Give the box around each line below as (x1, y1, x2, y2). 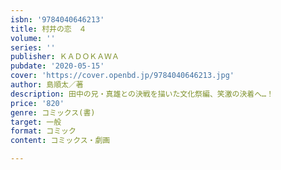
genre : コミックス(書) (10, 107, 96, 118)
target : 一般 (10, 117, 62, 127)
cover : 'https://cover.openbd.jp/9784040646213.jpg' (10, 71, 235, 81)
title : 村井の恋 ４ (10, 24, 87, 34)
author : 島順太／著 (10, 80, 84, 90)
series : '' (10, 42, 56, 53)
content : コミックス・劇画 (10, 136, 111, 146)
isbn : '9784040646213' (10, 14, 105, 25)
